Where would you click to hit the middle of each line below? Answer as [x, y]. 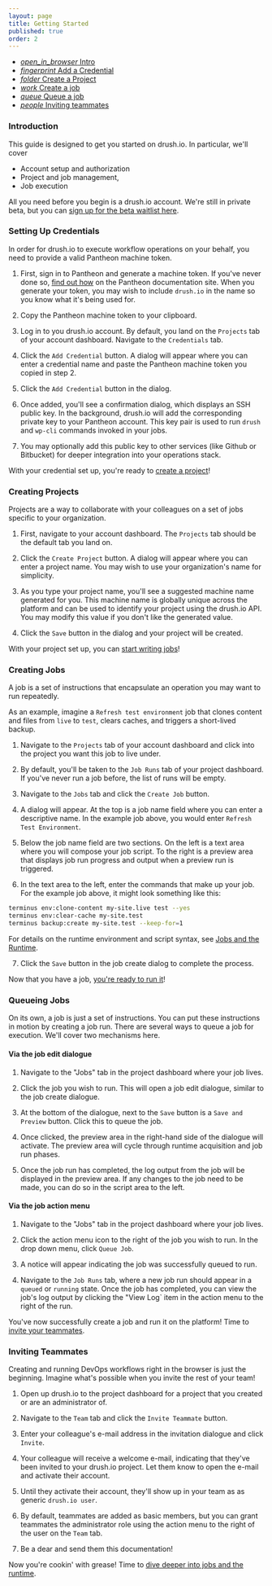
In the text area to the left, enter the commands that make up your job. [137, 885]
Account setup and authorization [75, 169]
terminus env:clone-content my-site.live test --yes [99, 908]
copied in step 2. [48, 372]
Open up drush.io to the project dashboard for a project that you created [141, 1394]
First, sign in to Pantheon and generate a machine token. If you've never [140, 273]
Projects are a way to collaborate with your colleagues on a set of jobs [126, 509]
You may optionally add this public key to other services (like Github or [138, 446]
